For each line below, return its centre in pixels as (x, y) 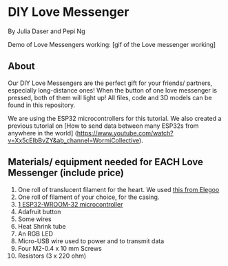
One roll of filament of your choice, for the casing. (89, 197)
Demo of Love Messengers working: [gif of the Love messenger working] (112, 44)
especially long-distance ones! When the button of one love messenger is (113, 90)
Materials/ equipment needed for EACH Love (106, 162)
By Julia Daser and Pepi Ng (46, 31)
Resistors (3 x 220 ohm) (52, 256)
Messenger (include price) (66, 173)
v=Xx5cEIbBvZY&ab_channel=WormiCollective (74, 140)
